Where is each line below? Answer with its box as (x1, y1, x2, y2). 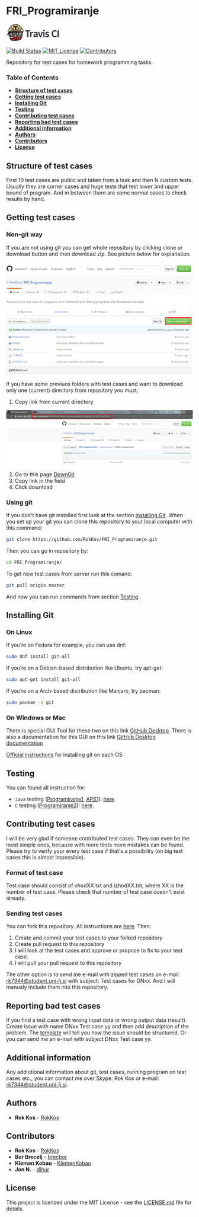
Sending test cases (6, 909, 63, 917)
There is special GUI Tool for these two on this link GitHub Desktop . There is (6, 727, 192, 734)
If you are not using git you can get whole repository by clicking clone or (6, 244, 183, 251)
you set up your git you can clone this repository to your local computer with (6, 518, 192, 525)
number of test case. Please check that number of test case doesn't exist (6, 888, 185, 896)
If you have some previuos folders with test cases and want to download (6, 381, 183, 388)
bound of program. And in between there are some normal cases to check (6, 189, 187, 196)
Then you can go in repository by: (6, 547, 89, 554)
